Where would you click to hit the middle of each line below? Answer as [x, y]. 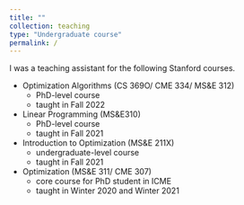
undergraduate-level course [87, 153]
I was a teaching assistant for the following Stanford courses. [122, 68]
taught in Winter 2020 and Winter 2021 [107, 191]
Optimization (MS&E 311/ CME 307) [87, 172]
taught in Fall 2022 [70, 105]
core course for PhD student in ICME [104, 182]
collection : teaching [50, 26]
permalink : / [34, 43]
